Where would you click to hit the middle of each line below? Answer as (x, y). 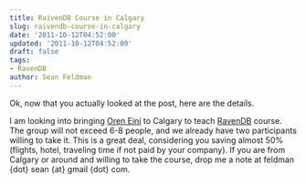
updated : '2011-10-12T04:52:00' (71, 43)
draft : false (34, 52)
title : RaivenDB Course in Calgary (77, 18)
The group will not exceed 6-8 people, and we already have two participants (153, 130)
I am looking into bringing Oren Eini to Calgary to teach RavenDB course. (146, 120)
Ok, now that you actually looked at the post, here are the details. (132, 103)
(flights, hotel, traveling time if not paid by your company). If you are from (148, 149)
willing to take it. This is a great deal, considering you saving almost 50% (147, 140)
